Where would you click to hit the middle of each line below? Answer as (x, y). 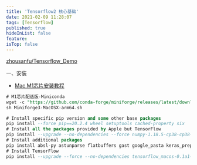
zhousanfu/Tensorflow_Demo (42, 61)
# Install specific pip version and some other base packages (84, 118)
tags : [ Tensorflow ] (30, 22)
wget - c (16, 102)
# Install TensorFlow (33, 151)
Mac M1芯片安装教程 (39, 85)
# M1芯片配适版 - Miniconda (35, 97)
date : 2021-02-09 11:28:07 (39, 17)
